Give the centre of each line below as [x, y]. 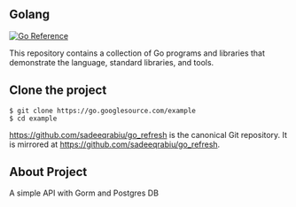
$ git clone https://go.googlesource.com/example [103, 111]
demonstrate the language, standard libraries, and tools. [112, 62]
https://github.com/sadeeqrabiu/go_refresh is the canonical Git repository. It [148, 134]
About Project [48, 172]
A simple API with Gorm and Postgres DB [84, 193]
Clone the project [58, 91]
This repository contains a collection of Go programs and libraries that [137, 53]
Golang [30, 15]
